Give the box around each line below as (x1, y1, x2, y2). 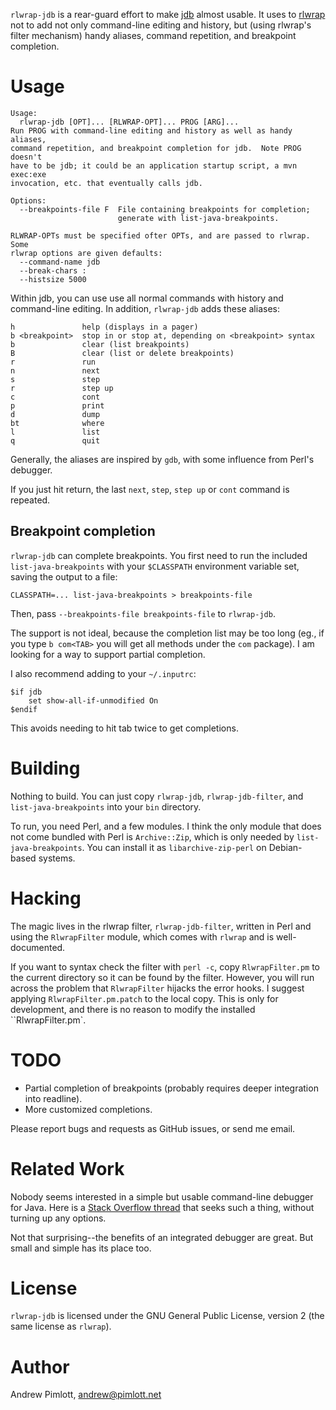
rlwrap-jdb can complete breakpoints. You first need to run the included (10, 549, 308, 561)
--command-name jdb (19, 257, 101, 267)
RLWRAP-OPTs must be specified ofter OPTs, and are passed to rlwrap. (10, 230, 311, 241)
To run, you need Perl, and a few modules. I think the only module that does (10, 820, 322, 832)
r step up (10, 383, 114, 393)
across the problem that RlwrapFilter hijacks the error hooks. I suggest (10, 982, 305, 994)
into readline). (24, 1092, 83, 1104)
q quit (10, 435, 101, 446)
